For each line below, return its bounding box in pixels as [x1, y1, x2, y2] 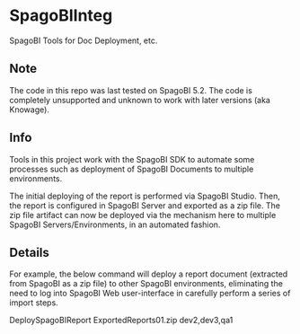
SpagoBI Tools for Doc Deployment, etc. [9, 35, 158, 46]
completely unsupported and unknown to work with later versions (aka [9, 94, 271, 105]
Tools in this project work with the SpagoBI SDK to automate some [9, 154, 255, 164]
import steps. [9, 297, 58, 308]
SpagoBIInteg [9, 5, 113, 26]
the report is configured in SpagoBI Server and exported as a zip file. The [9, 199, 281, 211]
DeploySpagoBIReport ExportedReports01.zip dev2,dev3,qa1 [9, 315, 234, 326]
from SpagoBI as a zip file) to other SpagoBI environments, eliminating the [9, 278, 283, 289]
